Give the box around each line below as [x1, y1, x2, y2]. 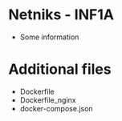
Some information [19, 32, 79, 42]
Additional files [8, 60, 112, 79]
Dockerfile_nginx [19, 95, 76, 105]
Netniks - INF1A [8, 6, 115, 24]
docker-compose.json [19, 103, 94, 113]
